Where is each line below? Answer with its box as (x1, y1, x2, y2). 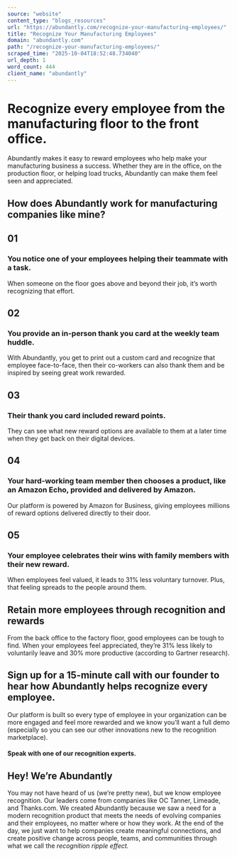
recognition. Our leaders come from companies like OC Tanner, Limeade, (7, 797, 221, 805)
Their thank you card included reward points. (7, 410, 166, 420)
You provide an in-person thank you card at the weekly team (7, 328, 220, 338)
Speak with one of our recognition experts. (7, 749, 136, 758)
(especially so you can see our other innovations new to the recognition (7, 726, 216, 734)
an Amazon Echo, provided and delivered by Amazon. (7, 485, 197, 495)
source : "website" (7, 10, 62, 18)
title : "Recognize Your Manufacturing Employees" (7, 30, 158, 38)
